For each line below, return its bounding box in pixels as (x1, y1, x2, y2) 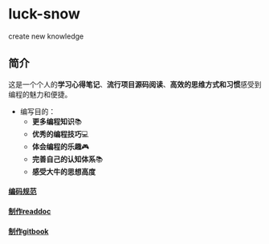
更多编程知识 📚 (31, 116, 83, 126)
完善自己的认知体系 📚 (31, 154, 104, 164)
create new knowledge (8, 31, 84, 41)
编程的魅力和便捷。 (8, 89, 72, 99)
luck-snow (8, 5, 80, 23)
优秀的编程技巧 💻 (31, 129, 89, 139)
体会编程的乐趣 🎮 (31, 141, 90, 151)
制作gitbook (8, 226, 49, 236)
